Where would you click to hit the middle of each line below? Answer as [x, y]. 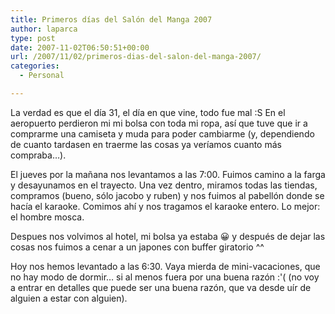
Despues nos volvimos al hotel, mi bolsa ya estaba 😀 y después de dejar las [168, 236]
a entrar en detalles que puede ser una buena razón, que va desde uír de [161, 287]
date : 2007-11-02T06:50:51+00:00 [80, 47]
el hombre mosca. [47, 217]
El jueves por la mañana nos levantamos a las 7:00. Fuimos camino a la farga [168, 174]
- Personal [42, 76]
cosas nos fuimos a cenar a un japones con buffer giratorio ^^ [137, 247]
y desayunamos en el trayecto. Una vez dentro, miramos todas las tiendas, [164, 185]
